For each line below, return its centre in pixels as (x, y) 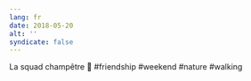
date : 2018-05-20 (41, 26)
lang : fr (25, 17)
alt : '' (24, 33)
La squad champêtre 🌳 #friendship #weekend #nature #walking (126, 67)
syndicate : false (41, 42)
